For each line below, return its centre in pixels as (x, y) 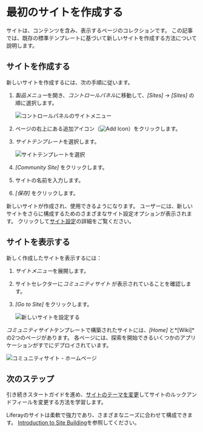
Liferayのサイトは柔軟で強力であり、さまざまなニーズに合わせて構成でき (97, 415)
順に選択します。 (36, 103)
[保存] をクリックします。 (47, 193)
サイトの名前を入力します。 (49, 180)
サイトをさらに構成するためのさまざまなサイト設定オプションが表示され (96, 214)
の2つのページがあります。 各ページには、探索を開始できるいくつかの (93, 337)
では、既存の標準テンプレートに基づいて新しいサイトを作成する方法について (101, 38)
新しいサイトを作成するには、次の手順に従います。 (70, 82)
